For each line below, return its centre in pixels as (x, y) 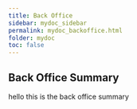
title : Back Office (41, 16)
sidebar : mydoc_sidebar (48, 23)
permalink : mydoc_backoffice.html (66, 30)
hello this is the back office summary (69, 96)
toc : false (26, 45)
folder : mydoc (32, 38)
